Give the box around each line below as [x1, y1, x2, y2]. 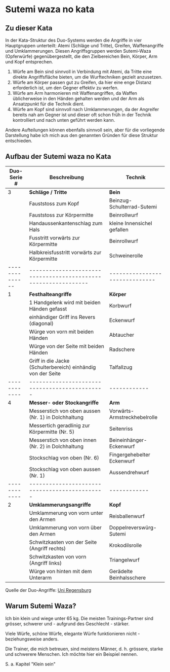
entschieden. [5, 138, 33, 144]
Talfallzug [109, 364, 133, 371]
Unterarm [29, 574, 52, 581]
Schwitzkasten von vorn [29, 553, 87, 560]
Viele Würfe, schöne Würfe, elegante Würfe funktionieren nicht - [5, 630, 140, 636]
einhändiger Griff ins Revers [29, 313, 96, 321]
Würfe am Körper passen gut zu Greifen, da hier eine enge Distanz [12, 80, 152, 85]
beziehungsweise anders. [5, 635, 59, 642]
